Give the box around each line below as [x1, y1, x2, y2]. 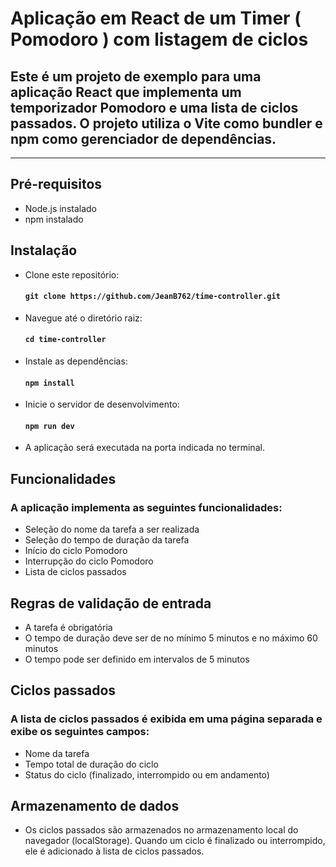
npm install [24, 378, 75, 388]
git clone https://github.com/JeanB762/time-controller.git [24, 292, 281, 302]
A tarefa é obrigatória [24, 621, 113, 633]
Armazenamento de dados [10, 798, 180, 815]
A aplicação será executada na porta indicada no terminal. [24, 442, 265, 454]
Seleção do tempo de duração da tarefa [24, 534, 190, 546]
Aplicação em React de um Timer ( [10, 7, 302, 30]
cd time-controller [24, 335, 107, 345]
